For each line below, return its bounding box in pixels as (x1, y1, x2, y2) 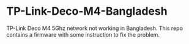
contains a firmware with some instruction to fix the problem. (6, 31, 160, 38)
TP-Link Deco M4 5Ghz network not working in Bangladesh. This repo (6, 24, 183, 32)
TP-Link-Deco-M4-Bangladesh (6, 4, 168, 18)
